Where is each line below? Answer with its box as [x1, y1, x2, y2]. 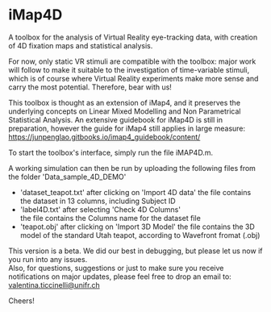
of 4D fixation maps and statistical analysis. [8, 40, 153, 50]
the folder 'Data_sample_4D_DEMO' [8, 172, 127, 181]
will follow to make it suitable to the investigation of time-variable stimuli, [8, 64, 250, 74]
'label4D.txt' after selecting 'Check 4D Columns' [19, 204, 181, 214]
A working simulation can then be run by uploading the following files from [8, 163, 256, 173]
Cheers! [8, 296, 35, 306]
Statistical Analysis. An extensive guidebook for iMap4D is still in [8, 114, 223, 124]
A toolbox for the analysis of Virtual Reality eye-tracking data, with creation [8, 32, 258, 42]
